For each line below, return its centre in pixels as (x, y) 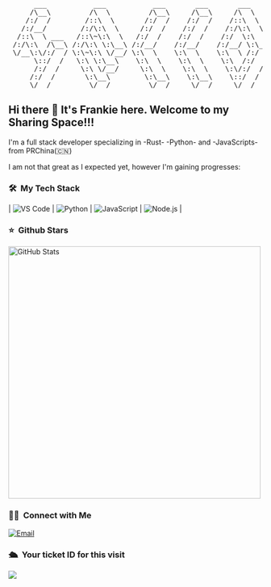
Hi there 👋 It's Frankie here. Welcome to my (119, 110)
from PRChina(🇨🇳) (40, 150)
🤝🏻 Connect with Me (50, 515)
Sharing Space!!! (52, 122)
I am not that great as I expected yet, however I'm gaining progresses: (125, 166)
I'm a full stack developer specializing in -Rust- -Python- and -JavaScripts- (133, 142)
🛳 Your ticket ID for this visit (67, 555)
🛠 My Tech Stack (44, 188)
